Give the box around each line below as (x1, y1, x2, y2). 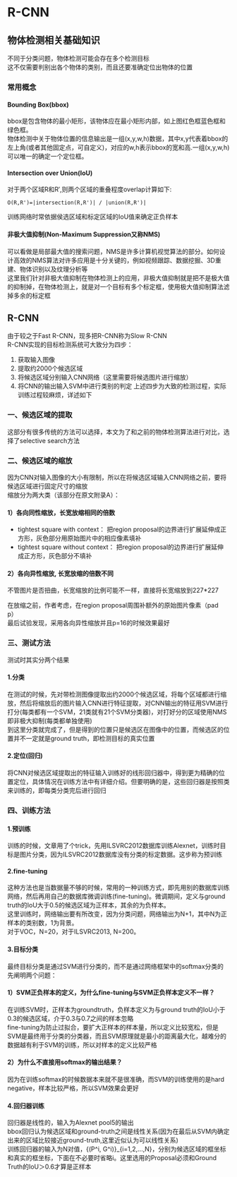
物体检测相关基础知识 (7, 34, 100, 46)
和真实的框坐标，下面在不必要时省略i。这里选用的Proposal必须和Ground (7, 1154, 217, 1162)
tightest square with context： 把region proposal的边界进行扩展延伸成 (17, 525, 221, 533)
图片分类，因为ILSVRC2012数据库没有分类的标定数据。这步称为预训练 (19, 850, 223, 859)
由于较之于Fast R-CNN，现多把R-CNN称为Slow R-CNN (7, 332, 167, 340)
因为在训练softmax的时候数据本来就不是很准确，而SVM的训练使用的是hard (7, 1075, 224, 1083)
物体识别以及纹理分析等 (19, 265, 88, 273)
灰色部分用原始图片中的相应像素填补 (36, 534, 142, 543)
